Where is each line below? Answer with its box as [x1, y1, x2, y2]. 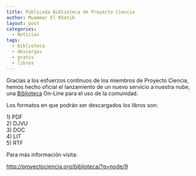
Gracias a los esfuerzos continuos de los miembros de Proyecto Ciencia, [6, 77, 189, 84]
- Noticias [12, 32, 40, 38]
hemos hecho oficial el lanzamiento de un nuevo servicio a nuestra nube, [6, 83, 191, 90]
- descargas [12, 49, 43, 55]
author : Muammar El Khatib [6, 15, 75, 21]
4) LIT [6, 132, 21, 140]
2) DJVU [6, 119, 28, 127]
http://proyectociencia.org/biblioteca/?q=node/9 [6, 163, 128, 170]
